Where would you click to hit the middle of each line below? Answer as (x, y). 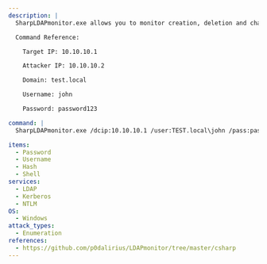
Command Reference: (48, 37)
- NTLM (26, 204)
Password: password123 (60, 109)
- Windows (31, 219)
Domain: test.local (55, 80)
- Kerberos (33, 196)
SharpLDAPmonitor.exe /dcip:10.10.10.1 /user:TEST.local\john (120, 130)
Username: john (48, 95)
